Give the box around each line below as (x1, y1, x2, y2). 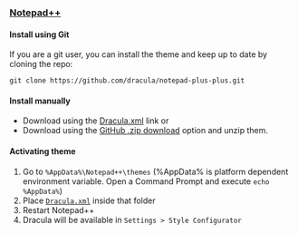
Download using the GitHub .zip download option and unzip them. (22, 125, 269, 136)
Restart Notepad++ (22, 204, 95, 215)
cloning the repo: (9, 59, 73, 70)
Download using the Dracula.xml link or (22, 115, 169, 126)
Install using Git (9, 29, 70, 40)
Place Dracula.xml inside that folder (22, 195, 156, 206)
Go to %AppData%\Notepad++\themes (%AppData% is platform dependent (22, 166, 289, 177)
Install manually (9, 95, 71, 106)
